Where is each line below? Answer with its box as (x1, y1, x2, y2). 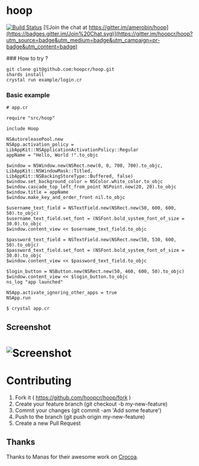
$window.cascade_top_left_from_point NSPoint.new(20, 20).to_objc (6, 184, 177, 190)
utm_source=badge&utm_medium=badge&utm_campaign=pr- (6, 36, 160, 44)
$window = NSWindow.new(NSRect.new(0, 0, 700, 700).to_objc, (6, 163, 163, 169)
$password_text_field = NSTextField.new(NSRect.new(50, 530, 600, (6, 237, 177, 243)
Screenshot (6, 322, 51, 332)
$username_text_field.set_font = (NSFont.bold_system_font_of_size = (6, 216, 185, 222)
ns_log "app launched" (6, 279, 63, 285)
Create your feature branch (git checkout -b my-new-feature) (14, 400, 168, 407)
